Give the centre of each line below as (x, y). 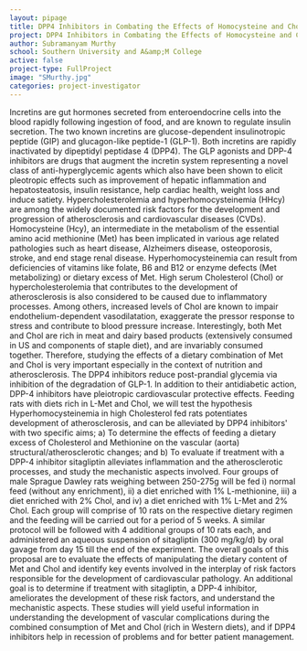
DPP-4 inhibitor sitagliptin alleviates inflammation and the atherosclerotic (146, 462)
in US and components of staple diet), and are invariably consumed (136, 345)
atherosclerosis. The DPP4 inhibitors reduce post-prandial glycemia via (143, 374)
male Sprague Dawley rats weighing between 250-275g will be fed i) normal (153, 481)
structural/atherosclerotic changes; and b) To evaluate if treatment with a (147, 452)
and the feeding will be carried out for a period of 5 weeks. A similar (138, 520)
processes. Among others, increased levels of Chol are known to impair (144, 306)
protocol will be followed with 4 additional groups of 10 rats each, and (140, 529)
